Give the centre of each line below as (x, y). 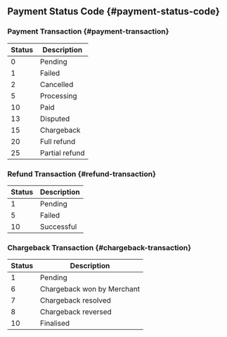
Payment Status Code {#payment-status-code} (113, 12)
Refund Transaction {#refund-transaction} (82, 173)
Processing (58, 95)
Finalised (55, 324)
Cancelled (57, 84)
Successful (58, 226)
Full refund (58, 141)
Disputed (55, 119)
